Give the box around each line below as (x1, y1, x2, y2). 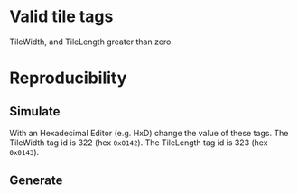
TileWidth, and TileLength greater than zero (9, 36, 172, 47)
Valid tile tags (9, 6, 114, 27)
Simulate (9, 104, 61, 119)
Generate (9, 173, 63, 189)
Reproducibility (9, 68, 127, 88)
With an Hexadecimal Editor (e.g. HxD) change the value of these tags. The (9, 127, 289, 138)
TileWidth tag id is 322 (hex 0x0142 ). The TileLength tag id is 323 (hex (9, 137, 268, 148)
